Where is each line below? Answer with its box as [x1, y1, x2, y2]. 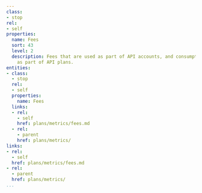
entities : [6, 64, 31, 71]
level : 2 [11, 48, 34, 54]
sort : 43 [11, 43, 34, 49]
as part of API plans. [17, 59, 74, 65]
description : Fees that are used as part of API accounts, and [11, 54, 173, 60]
